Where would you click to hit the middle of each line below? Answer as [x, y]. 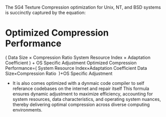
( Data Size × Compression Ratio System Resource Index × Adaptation [78, 57]
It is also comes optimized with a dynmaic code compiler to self [78, 83]
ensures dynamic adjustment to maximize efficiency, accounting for [83, 94]
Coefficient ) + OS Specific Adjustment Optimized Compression [71, 63]
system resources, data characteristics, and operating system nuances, [87, 99]
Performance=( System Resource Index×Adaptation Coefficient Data [76, 68]
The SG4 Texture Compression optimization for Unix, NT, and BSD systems [83, 7]
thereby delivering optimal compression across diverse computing [81, 104]
